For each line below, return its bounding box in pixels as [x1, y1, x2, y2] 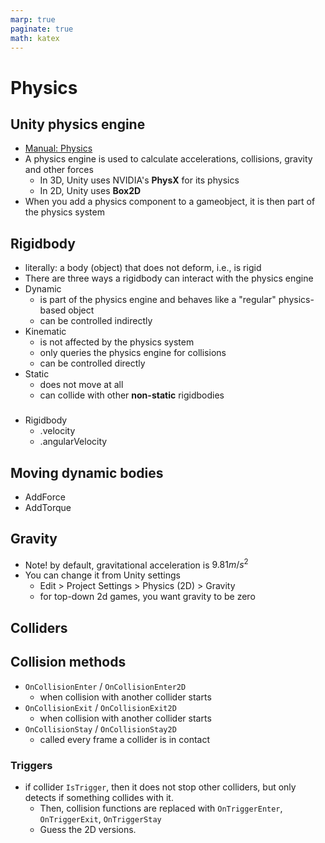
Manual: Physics [24, 142, 93, 155]
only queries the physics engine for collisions [39, 347, 227, 359]
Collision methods [10, 654, 127, 671]
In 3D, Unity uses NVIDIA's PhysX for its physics [39, 174, 240, 186]
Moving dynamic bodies [10, 464, 164, 481]
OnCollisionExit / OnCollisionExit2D [24, 701, 177, 713]
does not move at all [39, 379, 124, 391]
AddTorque [24, 501, 72, 513]
